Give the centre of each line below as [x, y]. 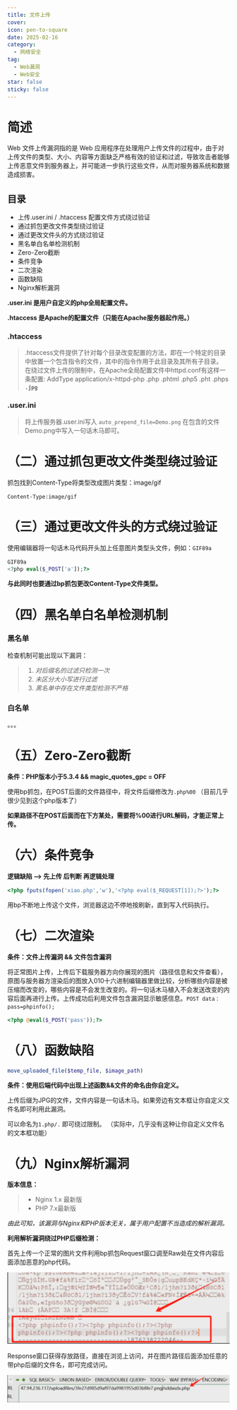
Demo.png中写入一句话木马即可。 [74, 430]
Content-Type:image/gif [42, 497]
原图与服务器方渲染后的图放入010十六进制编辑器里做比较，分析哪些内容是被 [117, 980]
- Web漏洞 [27, 67]
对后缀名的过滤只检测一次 [72, 670]
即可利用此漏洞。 [44, 1109]
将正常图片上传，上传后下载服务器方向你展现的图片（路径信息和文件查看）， [117, 972]
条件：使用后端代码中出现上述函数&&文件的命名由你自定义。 [95, 1085]
